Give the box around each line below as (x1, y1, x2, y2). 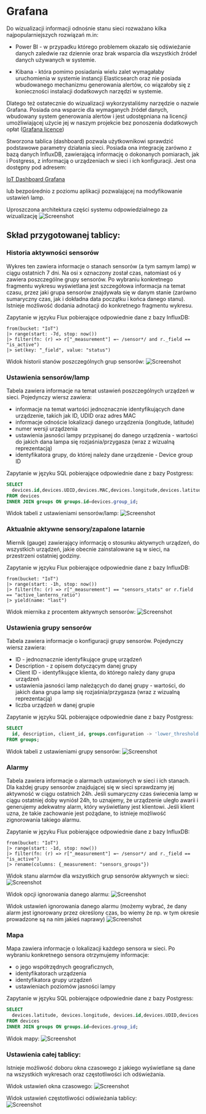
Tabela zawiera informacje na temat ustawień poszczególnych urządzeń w (6, 387, 195, 394)
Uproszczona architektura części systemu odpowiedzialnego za (6, 206, 168, 213)
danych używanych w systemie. (15, 56, 96, 63)
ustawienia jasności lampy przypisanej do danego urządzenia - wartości (15, 431, 198, 438)
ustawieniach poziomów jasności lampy (15, 983, 116, 990)
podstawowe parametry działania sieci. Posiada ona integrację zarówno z (6, 144, 192, 151)
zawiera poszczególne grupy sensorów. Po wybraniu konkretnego (6, 275, 174, 283)
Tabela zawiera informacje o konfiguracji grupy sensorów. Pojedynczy (6, 637, 184, 645)
